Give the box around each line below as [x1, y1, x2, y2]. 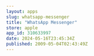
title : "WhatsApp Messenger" [6, 19, 78, 25]
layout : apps [6, 8, 38, 15]
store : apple [6, 24, 38, 31]
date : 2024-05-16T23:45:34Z [6, 36, 75, 41]
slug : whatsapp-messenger [6, 14, 69, 20]
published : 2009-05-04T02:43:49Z [6, 41, 88, 47]
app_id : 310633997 [6, 30, 51, 36]
